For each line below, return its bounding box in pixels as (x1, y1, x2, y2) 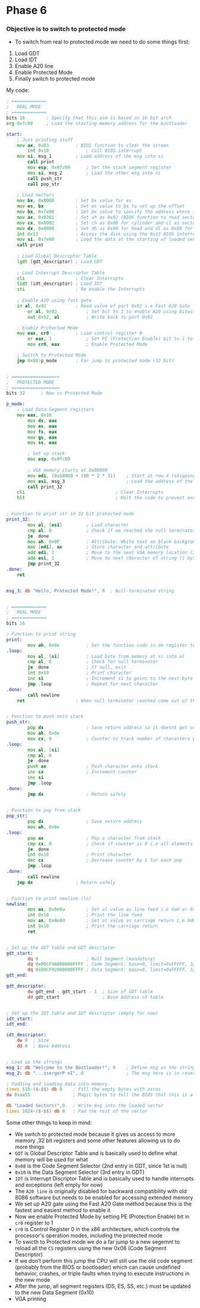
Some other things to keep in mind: (6, 1119, 92, 1126)
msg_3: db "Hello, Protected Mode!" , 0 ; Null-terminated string (6, 588, 174, 594)
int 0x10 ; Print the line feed (27, 912, 143, 918)
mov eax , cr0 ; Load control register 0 (17, 330, 143, 337)
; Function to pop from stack (6, 807, 82, 813)
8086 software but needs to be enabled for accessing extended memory (14, 1194, 193, 1201)
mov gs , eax (27, 434, 58, 440)
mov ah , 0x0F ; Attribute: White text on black (27, 539, 171, 545)
